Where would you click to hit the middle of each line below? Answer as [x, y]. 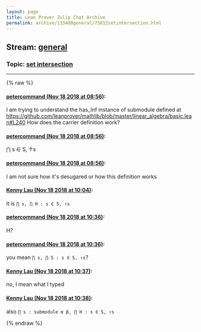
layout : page [22, 12]
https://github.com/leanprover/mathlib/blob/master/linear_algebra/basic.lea [99, 116]
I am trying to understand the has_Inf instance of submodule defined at [94, 110]
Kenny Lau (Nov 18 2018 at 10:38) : [49, 298]
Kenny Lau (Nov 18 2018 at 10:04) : [50, 190]
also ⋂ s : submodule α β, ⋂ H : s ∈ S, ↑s [60, 311]
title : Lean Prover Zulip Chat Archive [56, 17]
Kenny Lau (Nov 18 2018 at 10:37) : [49, 271]
